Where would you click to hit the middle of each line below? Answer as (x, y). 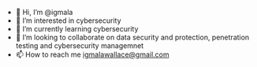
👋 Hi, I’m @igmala (44, 12)
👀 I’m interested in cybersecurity (68, 20)
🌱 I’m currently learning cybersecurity (77, 29)
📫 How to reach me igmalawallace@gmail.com (92, 54)
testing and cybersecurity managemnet (80, 46)
